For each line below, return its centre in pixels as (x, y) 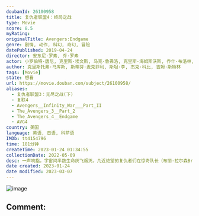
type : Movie (21, 23)
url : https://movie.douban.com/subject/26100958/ (69, 84)
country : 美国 (23, 128)
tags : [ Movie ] (24, 72)
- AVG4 (20, 122)
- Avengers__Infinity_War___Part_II (57, 105)
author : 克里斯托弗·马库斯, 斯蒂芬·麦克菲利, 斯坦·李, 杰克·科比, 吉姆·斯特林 (94, 67)
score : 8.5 (20, 28)
